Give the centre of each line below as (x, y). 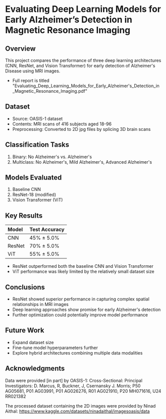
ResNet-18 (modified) (34, 195)
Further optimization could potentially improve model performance (80, 315)
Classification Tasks (37, 145)
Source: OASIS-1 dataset (37, 119)
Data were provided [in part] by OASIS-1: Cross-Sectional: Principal (74, 380)
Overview (21, 48)
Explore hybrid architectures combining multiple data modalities (77, 353)
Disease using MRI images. (33, 71)
